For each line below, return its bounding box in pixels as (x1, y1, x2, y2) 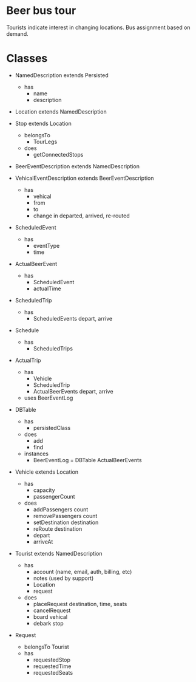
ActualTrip (15, 356, 41, 364)
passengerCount (33, 493, 75, 500)
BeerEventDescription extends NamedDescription (15, 162, 140, 170)
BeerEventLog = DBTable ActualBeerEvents (33, 456, 142, 463)
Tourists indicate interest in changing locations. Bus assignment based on (6, 24, 191, 31)
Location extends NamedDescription (15, 107, 107, 115)
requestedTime (33, 663, 72, 670)
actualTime (33, 285, 62, 292)
